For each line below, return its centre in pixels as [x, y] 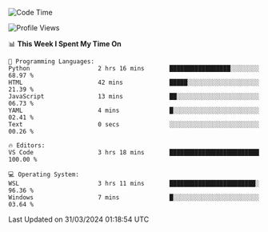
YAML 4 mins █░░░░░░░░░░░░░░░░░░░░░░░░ [134, 110]
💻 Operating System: [44, 174]
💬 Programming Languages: [51, 62]
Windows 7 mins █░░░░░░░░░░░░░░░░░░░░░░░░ [134, 198]
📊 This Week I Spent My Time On [65, 44]
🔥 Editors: [27, 146]
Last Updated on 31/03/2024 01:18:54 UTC [79, 219]
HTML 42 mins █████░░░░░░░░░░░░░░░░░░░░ [134, 82]
